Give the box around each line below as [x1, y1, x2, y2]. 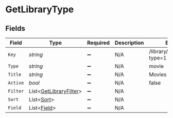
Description [114, 40, 144, 46]
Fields [5, 24, 26, 33]
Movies [149, 71, 167, 78]
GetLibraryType [5, 4, 74, 15]
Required [86, 40, 110, 46]
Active [8, 80, 24, 86]
